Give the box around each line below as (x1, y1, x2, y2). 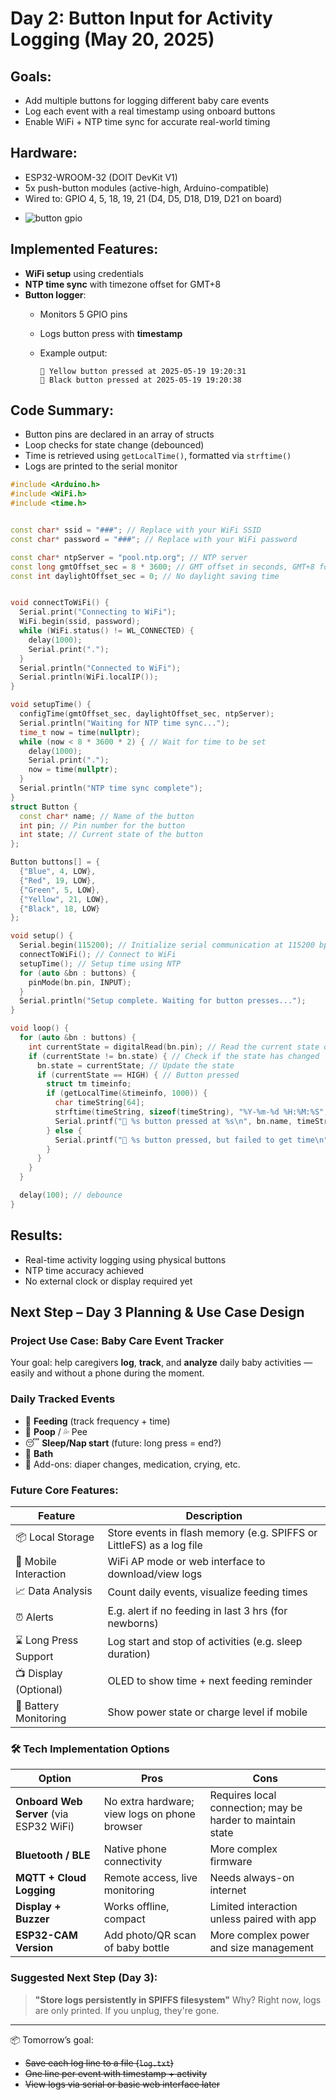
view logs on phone (103, 1807, 196, 1821)
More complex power (209, 1928, 310, 1942)
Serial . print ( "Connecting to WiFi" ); (19, 607, 177, 617)
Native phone (103, 1842, 167, 1856)
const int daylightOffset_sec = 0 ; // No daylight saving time (10, 571, 280, 581)
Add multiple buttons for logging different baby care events (24, 95, 270, 106)
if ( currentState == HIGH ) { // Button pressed (36, 1070, 240, 1080)
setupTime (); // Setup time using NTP (19, 958, 182, 969)
